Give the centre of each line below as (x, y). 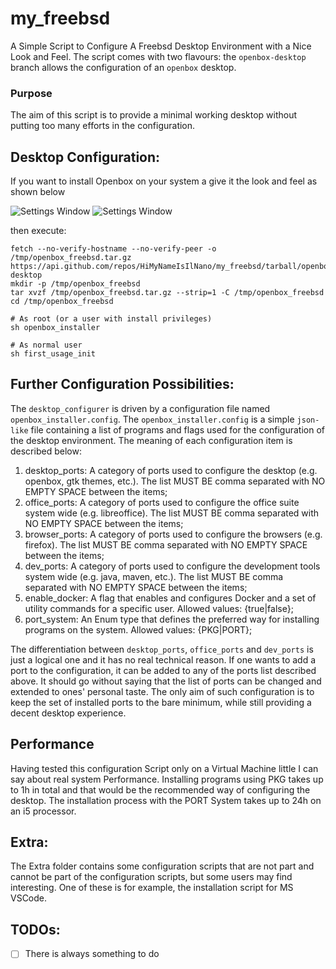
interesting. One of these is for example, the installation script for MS (152, 888)
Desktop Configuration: (85, 157)
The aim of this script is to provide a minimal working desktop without (154, 115)
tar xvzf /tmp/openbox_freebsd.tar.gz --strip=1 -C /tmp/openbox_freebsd (167, 293)
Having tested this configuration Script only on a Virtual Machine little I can (164, 768)
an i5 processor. (43, 811)
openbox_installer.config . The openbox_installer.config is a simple (152, 419)
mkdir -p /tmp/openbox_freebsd (75, 284)
